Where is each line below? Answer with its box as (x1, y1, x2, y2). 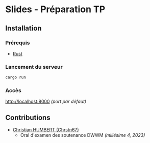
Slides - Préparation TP (5, 4, 106, 15)
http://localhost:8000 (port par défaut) (5, 98, 87, 105)
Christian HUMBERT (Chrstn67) (12, 127, 79, 133)
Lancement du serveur (5, 63, 63, 70)
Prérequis (5, 39, 30, 46)
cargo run (5, 75, 27, 80)
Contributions (5, 113, 51, 122)
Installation (5, 24, 42, 33)
